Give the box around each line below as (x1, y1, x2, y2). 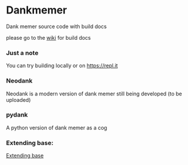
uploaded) (6, 96, 31, 103)
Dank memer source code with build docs (6, 23, 107, 30)
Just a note (6, 49, 39, 57)
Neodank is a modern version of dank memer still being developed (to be (6, 90, 183, 97)
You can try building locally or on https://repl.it (6, 62, 118, 69)
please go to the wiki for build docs (6, 34, 91, 41)
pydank (6, 111, 28, 119)
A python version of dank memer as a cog (6, 124, 107, 131)
